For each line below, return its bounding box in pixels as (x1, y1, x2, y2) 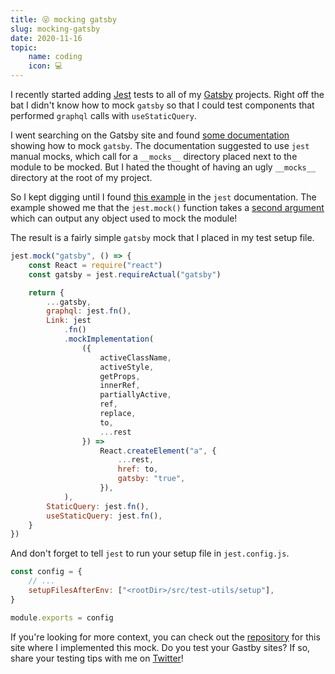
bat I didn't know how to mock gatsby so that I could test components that (10, 99, 315, 111)
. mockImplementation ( (63, 334, 155, 344)
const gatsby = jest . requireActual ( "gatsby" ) (28, 269, 222, 280)
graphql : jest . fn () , (46, 306, 132, 316)
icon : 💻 (28, 61, 63, 71)
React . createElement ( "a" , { (99, 446, 217, 456)
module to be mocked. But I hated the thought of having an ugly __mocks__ (10, 161, 317, 173)
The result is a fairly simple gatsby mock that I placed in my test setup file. (10, 232, 315, 243)
